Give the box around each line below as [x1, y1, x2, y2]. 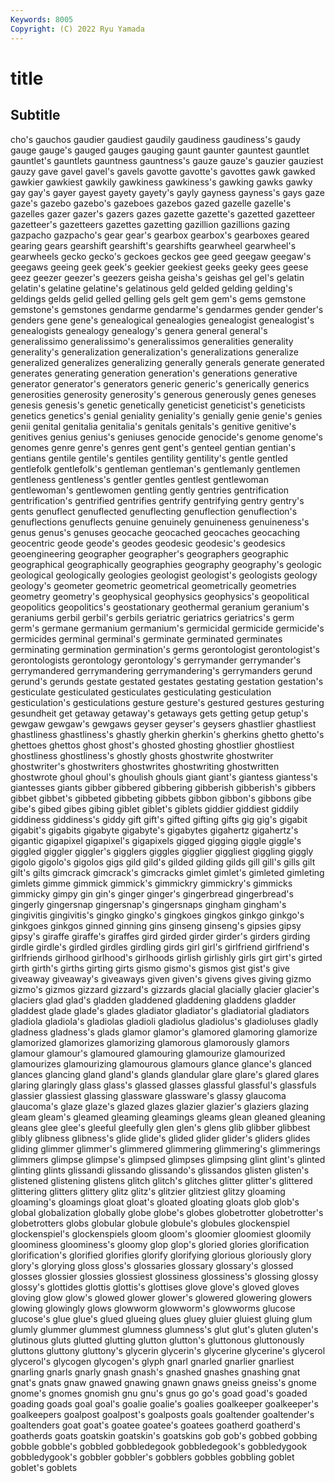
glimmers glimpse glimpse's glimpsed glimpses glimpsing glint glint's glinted [10, 1153, 326, 1165]
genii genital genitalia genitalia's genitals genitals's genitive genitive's [10, 420, 297, 432]
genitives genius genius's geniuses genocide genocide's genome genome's [10, 431, 323, 443]
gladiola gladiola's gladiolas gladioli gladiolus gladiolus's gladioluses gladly [10, 1015, 319, 1027]
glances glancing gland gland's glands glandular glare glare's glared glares [10, 1068, 320, 1080]
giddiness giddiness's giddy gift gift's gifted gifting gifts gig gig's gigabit [10, 813, 308, 825]
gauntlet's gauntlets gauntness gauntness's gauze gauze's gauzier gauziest [10, 154, 324, 166]
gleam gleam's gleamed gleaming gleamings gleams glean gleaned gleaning [10, 1111, 326, 1123]
